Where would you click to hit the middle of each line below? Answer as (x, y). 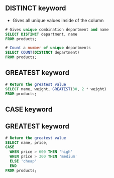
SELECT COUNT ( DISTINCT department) (42, 53)
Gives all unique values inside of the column (58, 20)
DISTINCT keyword (36, 8)
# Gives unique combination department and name (57, 30)
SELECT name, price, (27, 142)
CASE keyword (29, 109)
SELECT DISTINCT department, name (41, 34)
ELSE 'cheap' (23, 161)
